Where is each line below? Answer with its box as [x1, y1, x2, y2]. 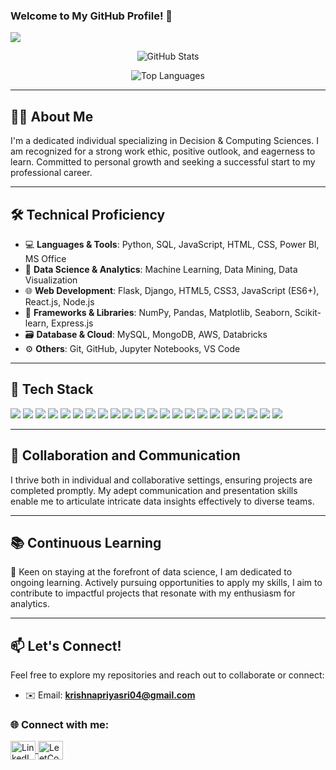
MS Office [24, 252, 67, 264]
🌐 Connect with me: [10, 718, 110, 732]
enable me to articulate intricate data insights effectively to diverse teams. [10, 495, 315, 507]
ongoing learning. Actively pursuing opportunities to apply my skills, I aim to [10, 577, 323, 589]
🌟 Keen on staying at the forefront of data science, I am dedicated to [10, 566, 293, 578]
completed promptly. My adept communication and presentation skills [10, 484, 298, 496]
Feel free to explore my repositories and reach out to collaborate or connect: [10, 669, 325, 681]
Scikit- [294, 306, 322, 318]
